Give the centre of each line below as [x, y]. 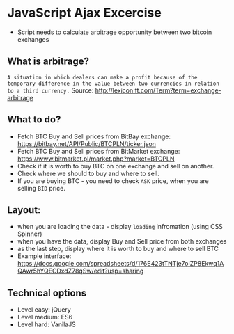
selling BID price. [41, 188]
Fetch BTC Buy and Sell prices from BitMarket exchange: [99, 151]
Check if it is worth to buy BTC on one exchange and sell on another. [116, 166]
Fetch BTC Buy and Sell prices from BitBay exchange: [94, 136]
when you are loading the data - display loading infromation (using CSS [120, 227]
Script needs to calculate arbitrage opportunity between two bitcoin [115, 32]
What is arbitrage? [48, 62]
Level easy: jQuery [44, 310]
